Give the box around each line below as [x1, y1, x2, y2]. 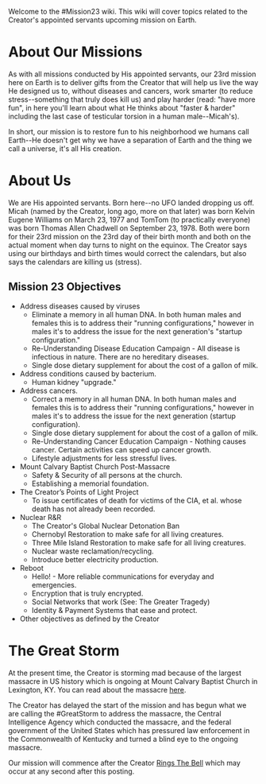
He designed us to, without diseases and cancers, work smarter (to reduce [8, 86, 253, 95]
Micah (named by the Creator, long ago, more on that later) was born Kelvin [8, 206, 256, 215]
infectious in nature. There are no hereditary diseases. [31, 351, 210, 361]
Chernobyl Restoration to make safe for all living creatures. [31, 529, 224, 539]
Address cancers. [19, 386, 78, 395]
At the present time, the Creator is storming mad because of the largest [8, 668, 242, 677]
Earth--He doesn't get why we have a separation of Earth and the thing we [8, 135, 253, 145]
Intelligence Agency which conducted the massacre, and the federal [8, 717, 232, 727]
